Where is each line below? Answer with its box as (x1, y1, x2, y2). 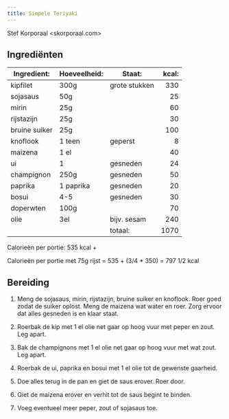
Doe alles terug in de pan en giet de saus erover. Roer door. (16, 377, 185, 385)
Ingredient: (13, 69, 50, 79)
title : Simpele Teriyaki (7, 10, 78, 17)
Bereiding (7, 276, 49, 288)
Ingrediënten (7, 49, 64, 60)
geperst (109, 137, 135, 146)
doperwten (10, 203, 46, 213)
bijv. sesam (109, 214, 147, 224)
